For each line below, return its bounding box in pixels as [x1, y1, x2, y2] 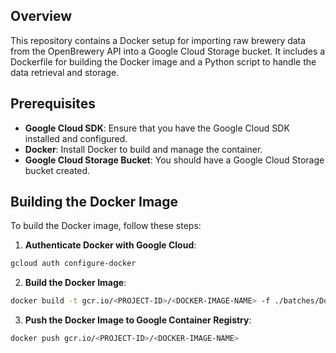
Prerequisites [10, 95, 96, 113]
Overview [10, 8, 73, 25]
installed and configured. [24, 132, 128, 144]
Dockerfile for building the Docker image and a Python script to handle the [10, 55, 317, 68]
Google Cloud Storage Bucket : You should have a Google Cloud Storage [24, 154, 325, 166]
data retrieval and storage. [10, 66, 120, 78]
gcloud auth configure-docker [10, 259, 137, 269]
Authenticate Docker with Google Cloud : [24, 239, 197, 251]
